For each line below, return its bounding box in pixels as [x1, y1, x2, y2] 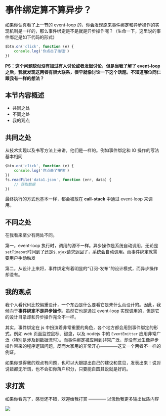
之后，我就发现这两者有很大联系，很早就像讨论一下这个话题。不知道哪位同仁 [5, 69, 161, 75]
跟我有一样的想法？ [5, 75, 44, 81]
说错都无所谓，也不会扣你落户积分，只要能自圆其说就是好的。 [5, 366, 131, 372]
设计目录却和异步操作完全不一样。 [9, 314, 79, 320]
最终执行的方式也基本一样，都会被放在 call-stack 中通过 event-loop [5, 196, 143, 202]
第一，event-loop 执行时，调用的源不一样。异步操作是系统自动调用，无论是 [5, 243, 159, 249]
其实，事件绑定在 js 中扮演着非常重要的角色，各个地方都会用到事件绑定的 [5, 324, 154, 330]
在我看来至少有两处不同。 [5, 232, 57, 238]
